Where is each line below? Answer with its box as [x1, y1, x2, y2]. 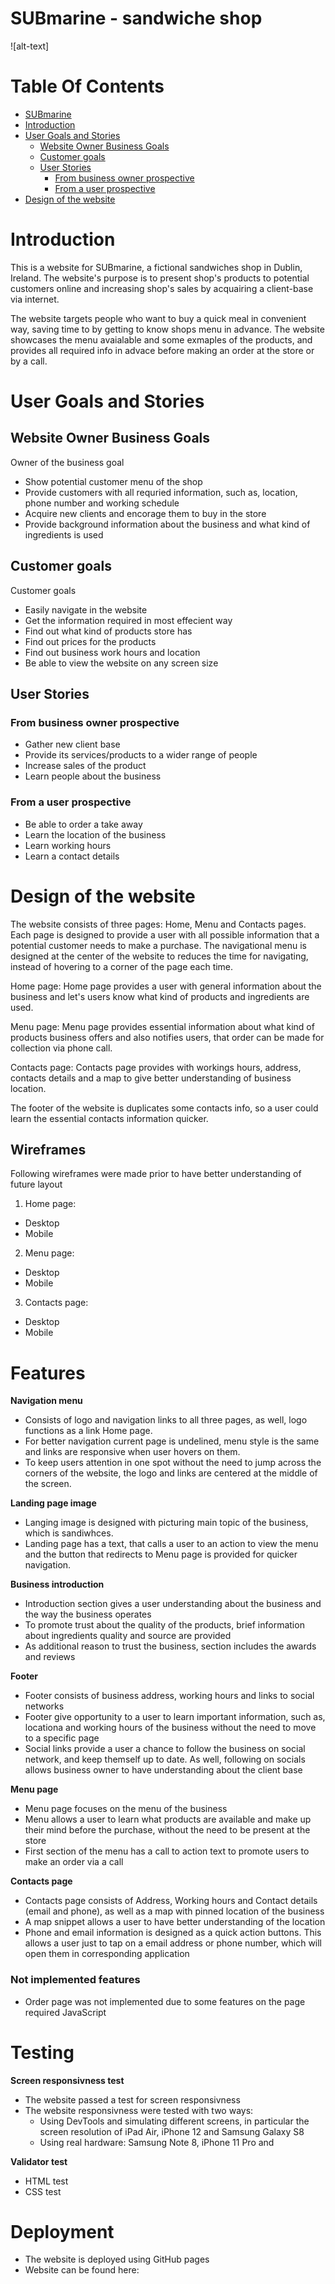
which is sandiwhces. [24, 1527, 114, 1539]
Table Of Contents [10, 75, 165, 98]
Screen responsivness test [10, 2074, 125, 2086]
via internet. [10, 293, 60, 305]
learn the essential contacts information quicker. [10, 1112, 209, 1124]
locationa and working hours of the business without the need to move [24, 1722, 317, 1734]
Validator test [10, 2155, 68, 2167]
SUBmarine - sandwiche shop [10, 7, 263, 30]
